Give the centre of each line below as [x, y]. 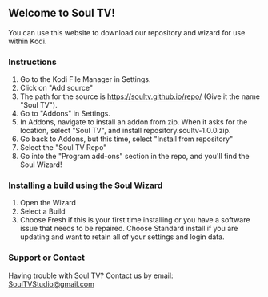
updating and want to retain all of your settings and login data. [122, 237]
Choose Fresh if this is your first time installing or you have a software [135, 220]
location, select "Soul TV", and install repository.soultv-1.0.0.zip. [125, 131]
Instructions [33, 62]
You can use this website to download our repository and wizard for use [127, 32]
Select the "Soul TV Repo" [63, 148]
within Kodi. [28, 41]
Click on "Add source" [56, 88]
